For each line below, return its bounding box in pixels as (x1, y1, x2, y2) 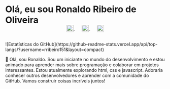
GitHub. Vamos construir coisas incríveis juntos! (5, 77, 106, 84)
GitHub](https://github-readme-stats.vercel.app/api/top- (40, 41, 158, 47)
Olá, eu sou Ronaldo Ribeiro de (5, 4, 137, 15)
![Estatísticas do (5, 41, 39, 47)
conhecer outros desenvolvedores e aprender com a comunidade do (5, 72, 149, 78)
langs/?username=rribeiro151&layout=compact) (5, 47, 104, 53)
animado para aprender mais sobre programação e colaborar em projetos (5, 62, 159, 68)
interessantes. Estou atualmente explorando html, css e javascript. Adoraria (5, 67, 163, 73)
